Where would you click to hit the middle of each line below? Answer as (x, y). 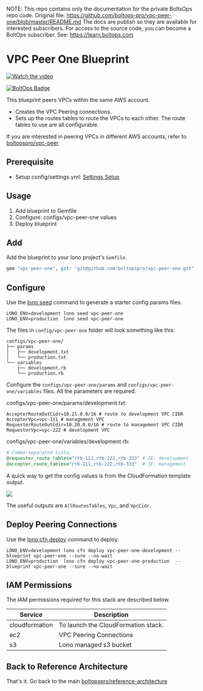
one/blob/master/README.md (44, 22)
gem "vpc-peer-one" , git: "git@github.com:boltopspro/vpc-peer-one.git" (100, 269)
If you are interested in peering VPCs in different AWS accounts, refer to (96, 136)
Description (111, 615)
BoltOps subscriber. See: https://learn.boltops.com (70, 35)
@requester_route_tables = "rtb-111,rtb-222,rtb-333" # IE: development (98, 458)
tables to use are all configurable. (57, 124)
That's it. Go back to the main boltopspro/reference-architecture (87, 681)
